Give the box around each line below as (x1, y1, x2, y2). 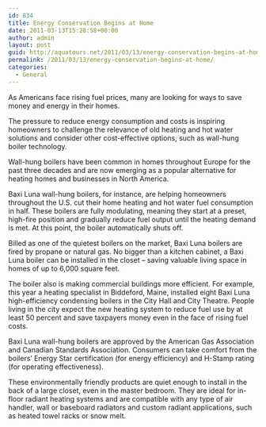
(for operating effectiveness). (8, 362, 104, 371)
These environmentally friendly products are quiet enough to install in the (8, 377, 248, 387)
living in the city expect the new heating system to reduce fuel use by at (8, 304, 243, 314)
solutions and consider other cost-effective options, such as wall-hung (8, 133, 239, 143)
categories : (8, 63, 47, 71)
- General (15, 71, 47, 79)
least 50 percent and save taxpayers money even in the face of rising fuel (8, 313, 249, 322)
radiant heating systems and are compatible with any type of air (25, 394, 234, 403)
